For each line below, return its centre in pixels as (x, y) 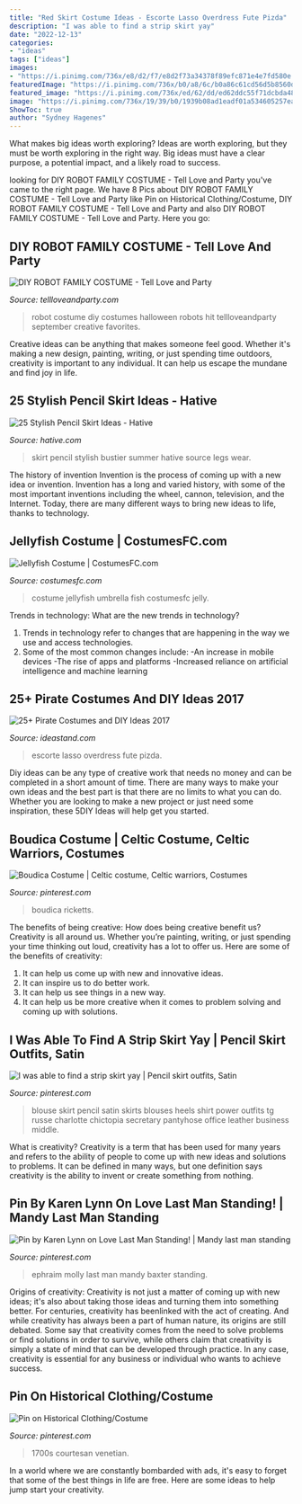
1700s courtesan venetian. (80, 1453)
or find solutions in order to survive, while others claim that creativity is (141, 1339)
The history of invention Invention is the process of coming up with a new (145, 475)
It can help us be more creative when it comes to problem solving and (151, 1002)
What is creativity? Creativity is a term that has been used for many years (145, 1147)
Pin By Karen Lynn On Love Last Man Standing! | (147, 1204)
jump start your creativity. (57, 1490)
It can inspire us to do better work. (86, 983)
